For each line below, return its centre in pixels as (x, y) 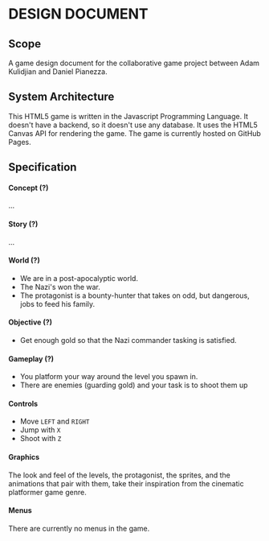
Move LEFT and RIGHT (55, 421)
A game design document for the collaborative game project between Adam (134, 63)
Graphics (24, 457)
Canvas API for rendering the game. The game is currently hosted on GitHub (134, 133)
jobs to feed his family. (57, 304)
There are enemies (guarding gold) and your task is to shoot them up (134, 385)
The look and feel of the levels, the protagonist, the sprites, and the (119, 475)
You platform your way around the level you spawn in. (109, 377)
